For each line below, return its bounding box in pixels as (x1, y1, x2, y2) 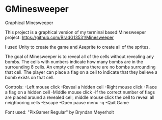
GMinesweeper (5, 3, 69, 15)
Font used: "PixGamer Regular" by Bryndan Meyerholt (5, 109, 114, 115)
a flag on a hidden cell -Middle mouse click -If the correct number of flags (5, 89, 155, 95)
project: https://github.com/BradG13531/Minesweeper (5, 34, 114, 40)
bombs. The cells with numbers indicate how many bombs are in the (5, 59, 143, 64)
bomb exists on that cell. (5, 74, 55, 80)
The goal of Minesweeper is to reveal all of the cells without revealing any (5, 53, 154, 60)
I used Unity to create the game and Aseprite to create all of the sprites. (5, 44, 150, 50)
